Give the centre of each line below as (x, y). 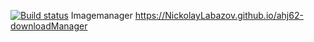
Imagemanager (101, 15)
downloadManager (49, 26)
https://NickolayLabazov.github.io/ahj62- (219, 15)
